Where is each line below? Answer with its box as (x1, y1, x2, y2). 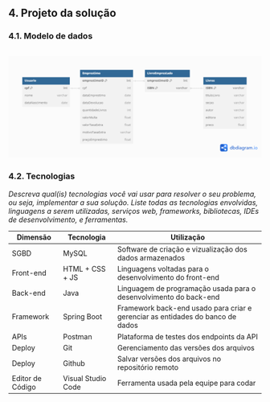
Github (63, 358, 86, 368)
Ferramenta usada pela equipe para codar (117, 378, 256, 388)
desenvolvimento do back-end (117, 293, 220, 302)
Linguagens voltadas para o (117, 264, 210, 273)
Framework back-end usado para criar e (117, 303, 252, 313)
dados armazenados (117, 252, 186, 262)
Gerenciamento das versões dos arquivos (117, 343, 255, 352)
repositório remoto (117, 363, 179, 372)
